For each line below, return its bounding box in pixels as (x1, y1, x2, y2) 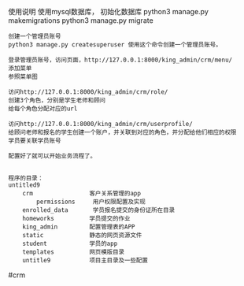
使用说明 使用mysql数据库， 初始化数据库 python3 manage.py (8, 7, 209, 16)
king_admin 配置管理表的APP (22, 223, 135, 231)
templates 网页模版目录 (22, 248, 125, 256)
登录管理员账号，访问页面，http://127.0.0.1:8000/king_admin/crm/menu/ (8, 56, 233, 64)
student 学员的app (22, 240, 118, 247)
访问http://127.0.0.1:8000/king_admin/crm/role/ (8, 88, 168, 96)
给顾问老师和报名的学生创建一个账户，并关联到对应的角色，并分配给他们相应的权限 (8, 128, 237, 136)
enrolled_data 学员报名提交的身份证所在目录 (22, 206, 176, 214)
